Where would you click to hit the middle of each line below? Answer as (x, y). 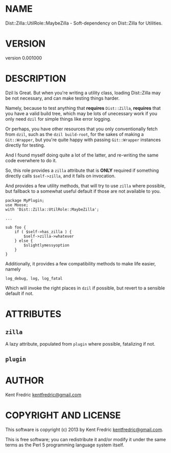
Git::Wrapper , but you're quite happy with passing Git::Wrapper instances (83, 140)
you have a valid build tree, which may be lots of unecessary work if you (81, 114)
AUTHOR (25, 381)
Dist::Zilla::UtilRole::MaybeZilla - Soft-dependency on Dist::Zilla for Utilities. (84, 23)
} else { (24, 241)
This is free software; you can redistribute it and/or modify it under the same (86, 440)
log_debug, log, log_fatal (34, 278)
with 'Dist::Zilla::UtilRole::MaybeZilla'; (52, 209)
